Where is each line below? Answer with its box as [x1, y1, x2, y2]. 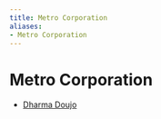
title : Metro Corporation [9, 13, 107, 23]
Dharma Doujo [22, 99, 77, 110]
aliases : [9, 22, 43, 31]
